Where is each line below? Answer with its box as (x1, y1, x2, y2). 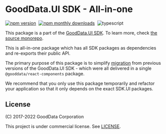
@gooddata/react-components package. (5, 70, 85, 76)
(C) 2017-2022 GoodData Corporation (5, 113, 84, 119)
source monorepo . (5, 35, 44, 41)
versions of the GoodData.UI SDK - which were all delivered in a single (5, 65, 152, 71)
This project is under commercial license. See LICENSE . (5, 123, 121, 129)
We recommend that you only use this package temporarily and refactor (5, 80, 155, 86)
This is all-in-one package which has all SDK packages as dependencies (5, 45, 156, 51)
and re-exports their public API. (5, 50, 71, 56)
